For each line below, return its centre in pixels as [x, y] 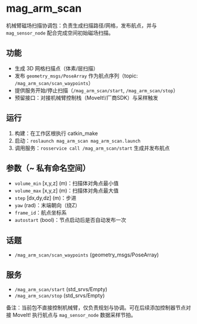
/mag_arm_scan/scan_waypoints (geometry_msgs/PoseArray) [87, 255]
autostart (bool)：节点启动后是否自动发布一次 [70, 220]
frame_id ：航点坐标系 [41, 212]
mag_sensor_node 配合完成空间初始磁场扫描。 [60, 33]
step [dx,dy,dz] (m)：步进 [45, 198]
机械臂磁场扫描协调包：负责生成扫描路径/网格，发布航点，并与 [81, 25]
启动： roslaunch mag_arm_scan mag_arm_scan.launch [77, 140]
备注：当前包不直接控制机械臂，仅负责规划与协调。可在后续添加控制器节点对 [98, 308]
